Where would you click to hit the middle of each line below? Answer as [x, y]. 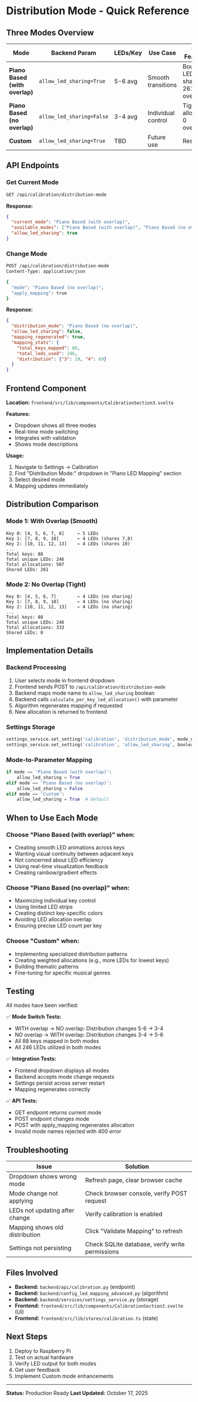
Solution [137, 1167]
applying [21, 1201]
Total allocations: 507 [35, 564]
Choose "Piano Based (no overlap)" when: [68, 888]
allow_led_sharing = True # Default [63, 799]
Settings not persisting [40, 1248]
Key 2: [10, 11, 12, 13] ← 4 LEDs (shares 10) [68, 544]
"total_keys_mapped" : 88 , [49, 348]
